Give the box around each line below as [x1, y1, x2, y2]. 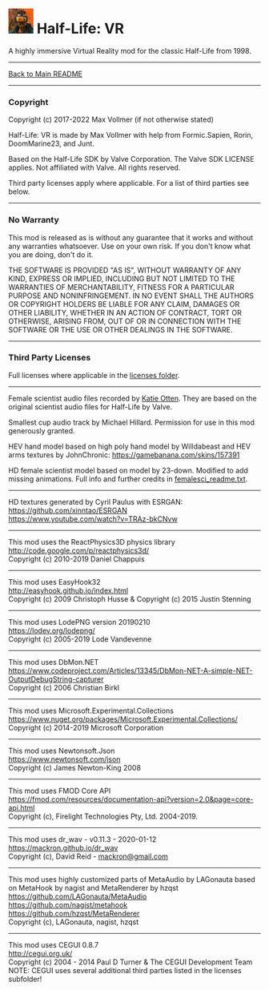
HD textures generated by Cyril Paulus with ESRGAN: [8, 497, 183, 506]
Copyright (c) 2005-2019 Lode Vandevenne [8, 634, 152, 644]
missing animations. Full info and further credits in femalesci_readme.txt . [8, 473, 248, 484]
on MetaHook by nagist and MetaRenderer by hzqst [8, 883, 179, 892]
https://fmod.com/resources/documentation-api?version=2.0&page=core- [8, 794, 254, 804]
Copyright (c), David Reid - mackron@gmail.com [8, 851, 168, 861]
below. [8, 187, 30, 196]
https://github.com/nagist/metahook [8, 899, 128, 909]
